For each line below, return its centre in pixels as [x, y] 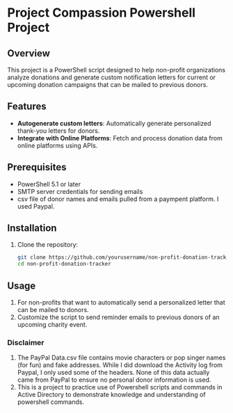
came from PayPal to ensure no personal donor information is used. [114, 380]
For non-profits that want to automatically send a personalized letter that [121, 302]
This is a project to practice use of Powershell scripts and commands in [120, 387]
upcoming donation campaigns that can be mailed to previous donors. [108, 84]
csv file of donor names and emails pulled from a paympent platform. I [118, 199]
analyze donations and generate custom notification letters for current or [112, 77]
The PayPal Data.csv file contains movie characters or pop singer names [121, 358]
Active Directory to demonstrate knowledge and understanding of [112, 395]
